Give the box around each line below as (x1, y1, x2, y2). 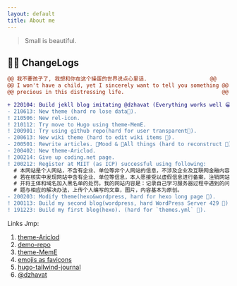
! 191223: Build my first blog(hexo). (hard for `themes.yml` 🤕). (7, 206, 207, 213)
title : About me (7, 17, 55, 24)
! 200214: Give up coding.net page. (7, 153, 115, 161)
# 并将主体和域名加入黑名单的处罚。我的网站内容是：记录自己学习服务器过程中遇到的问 (13, 180, 231, 187)
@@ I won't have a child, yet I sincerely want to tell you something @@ (7, 82, 229, 89)
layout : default (7, 10, 55, 18)
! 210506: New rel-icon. (7, 114, 80, 121)
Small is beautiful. (24, 36, 77, 44)
